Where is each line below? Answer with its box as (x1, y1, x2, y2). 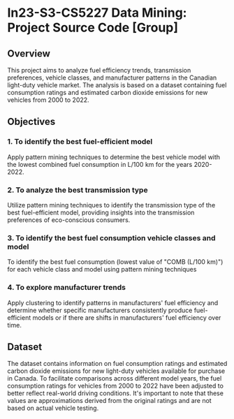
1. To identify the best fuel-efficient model (7, 137, 153, 147)
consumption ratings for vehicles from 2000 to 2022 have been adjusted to (7, 382, 224, 390)
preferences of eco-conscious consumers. (7, 215, 131, 224)
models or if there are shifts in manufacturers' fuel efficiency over (32, 313, 221, 322)
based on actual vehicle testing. (7, 404, 99, 413)
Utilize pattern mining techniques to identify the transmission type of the (7, 200, 216, 209)
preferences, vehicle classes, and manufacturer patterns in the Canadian (7, 73, 217, 82)
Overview (7, 47, 51, 59)
